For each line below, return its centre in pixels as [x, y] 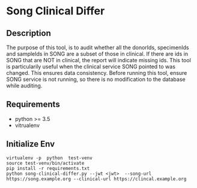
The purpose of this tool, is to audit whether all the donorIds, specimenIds [98, 47]
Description [29, 33]
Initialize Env [31, 144]
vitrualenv [27, 125]
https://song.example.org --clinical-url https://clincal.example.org [96, 179]
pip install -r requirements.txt [48, 168]
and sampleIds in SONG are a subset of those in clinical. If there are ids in [97, 54]
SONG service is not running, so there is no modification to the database [96, 79]
